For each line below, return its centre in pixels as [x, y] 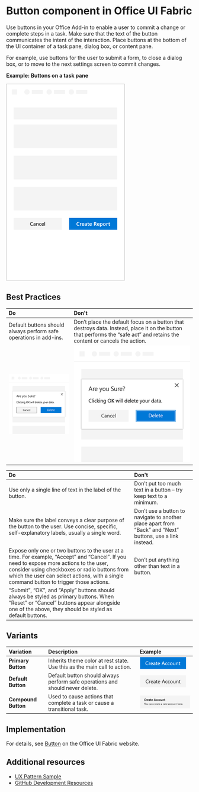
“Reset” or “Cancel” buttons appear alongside [64, 603]
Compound [23, 700]
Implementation [36, 729]
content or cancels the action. [110, 341]
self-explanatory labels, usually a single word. [65, 533]
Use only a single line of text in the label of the [65, 490]
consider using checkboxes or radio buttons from [69, 569]
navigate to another [158, 517]
